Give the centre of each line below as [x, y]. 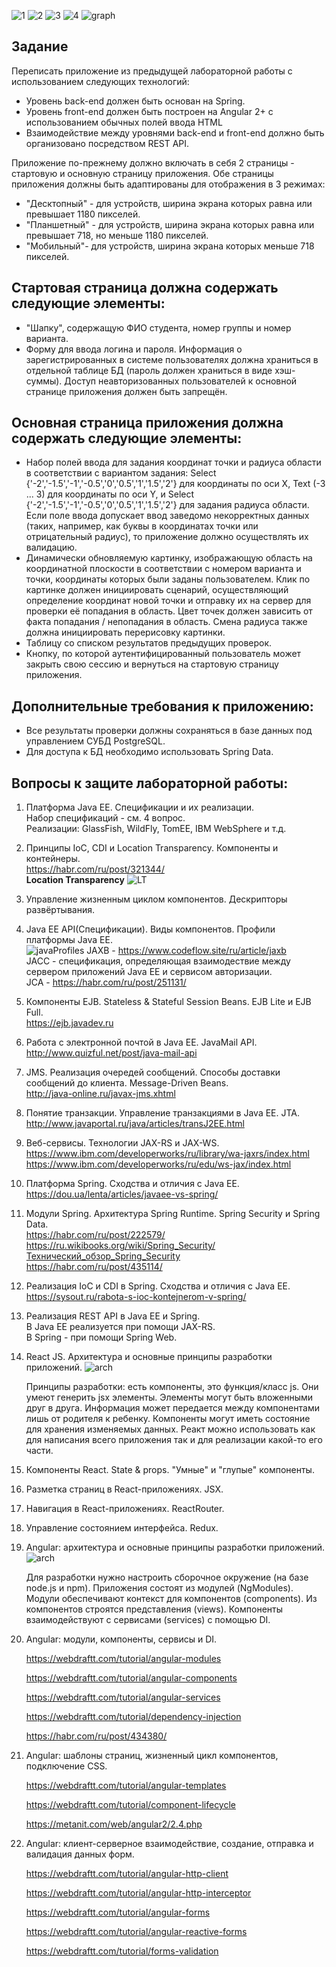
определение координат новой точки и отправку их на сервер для [168, 601]
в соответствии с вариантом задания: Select [121, 473]
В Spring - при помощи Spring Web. [101, 1337]
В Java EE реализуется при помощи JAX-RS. [120, 1327]
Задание [40, 46]
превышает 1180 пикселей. [83, 214]
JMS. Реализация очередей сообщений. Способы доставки [153, 1072]
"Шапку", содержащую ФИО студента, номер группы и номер [158, 327]
